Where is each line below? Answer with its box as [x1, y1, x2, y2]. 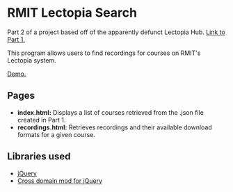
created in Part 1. [17, 115, 66, 124]
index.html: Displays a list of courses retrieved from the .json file [17, 108, 204, 116]
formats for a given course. [17, 130, 95, 138]
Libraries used [7, 151, 71, 163]
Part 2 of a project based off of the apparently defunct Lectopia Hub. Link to [7, 28, 226, 36]
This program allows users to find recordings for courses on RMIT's [7, 49, 201, 57]
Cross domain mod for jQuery [17, 176, 103, 185]
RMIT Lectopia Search [7, 5, 138, 21]
